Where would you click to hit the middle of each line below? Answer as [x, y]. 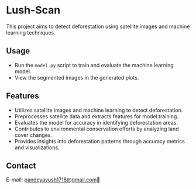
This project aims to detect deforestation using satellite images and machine [98, 26]
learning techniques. [31, 32]
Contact [21, 165]
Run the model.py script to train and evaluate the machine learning [94, 65]
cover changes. [33, 135]
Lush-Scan [33, 10]
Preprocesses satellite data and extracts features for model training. [96, 116]
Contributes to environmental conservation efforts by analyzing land [97, 129]
